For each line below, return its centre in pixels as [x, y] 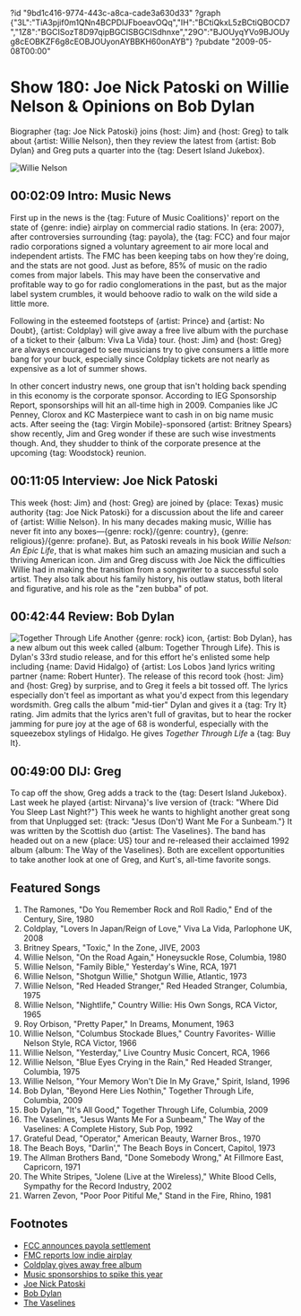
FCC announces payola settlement [87, 1245]
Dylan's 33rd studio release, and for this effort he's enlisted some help [140, 657]
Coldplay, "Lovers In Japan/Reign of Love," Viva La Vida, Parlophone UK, [158, 929]
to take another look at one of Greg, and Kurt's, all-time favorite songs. [141, 860]
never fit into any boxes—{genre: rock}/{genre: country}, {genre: [129, 531]
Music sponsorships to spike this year [93, 1274]
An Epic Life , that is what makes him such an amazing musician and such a [148, 550]
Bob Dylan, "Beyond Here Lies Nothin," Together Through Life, [138, 1091]
